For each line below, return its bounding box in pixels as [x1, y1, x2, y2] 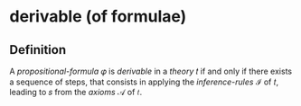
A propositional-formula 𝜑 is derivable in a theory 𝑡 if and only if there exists [9, 66, 292, 76]
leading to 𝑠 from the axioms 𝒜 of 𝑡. [9, 87, 143, 97]
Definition [9, 42, 66, 57]
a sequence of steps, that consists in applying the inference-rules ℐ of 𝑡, [9, 76, 278, 87]
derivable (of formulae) [9, 6, 187, 27]
